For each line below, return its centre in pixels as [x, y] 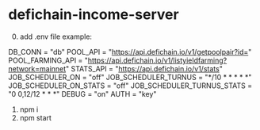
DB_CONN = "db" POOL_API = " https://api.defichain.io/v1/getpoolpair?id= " [130, 52]
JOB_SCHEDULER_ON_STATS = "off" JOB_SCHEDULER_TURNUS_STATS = [130, 86]
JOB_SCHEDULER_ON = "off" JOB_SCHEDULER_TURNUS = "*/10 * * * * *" [130, 77]
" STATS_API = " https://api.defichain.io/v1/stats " [145, 68]
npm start [35, 117]
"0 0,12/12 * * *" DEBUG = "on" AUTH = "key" [82, 94]
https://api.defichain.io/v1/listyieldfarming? [157, 60]
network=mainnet [37, 68]
